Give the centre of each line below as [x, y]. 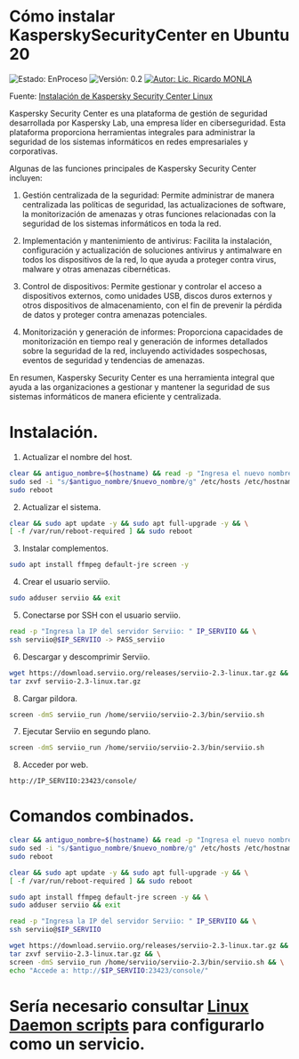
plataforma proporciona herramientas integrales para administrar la [132, 132]
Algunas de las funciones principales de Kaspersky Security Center [133, 168]
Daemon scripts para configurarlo [137, 1025]
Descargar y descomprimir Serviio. [86, 657]
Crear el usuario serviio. [66, 582]
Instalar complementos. [65, 548]
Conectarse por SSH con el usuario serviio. [101, 615]
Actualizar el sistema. [61, 507]
